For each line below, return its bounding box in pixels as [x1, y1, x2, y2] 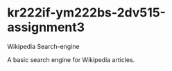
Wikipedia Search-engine [7, 42, 80, 50]
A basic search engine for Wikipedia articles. [7, 55, 135, 63]
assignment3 [7, 19, 85, 35]
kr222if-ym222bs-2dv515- [7, 5, 166, 21]
